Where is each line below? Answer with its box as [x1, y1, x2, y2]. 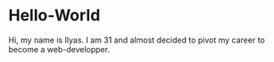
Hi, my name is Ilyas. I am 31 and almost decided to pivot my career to [8, 35, 265, 45]
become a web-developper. [8, 43, 111, 54]
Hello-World [8, 5, 101, 26]
